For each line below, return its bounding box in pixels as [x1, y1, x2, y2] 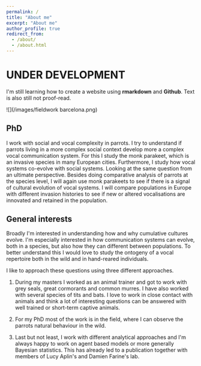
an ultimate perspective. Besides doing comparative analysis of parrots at [6, 171, 188, 178]
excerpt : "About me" [6, 20, 58, 26]
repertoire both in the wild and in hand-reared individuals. [6, 256, 149, 263]
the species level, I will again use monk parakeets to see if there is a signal [6, 178, 190, 185]
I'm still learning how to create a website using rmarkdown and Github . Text [6, 88, 195, 95]
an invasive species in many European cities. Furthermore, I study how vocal [6, 158, 196, 166]
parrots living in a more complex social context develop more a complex [6, 145, 184, 153]
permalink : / [6, 8, 39, 15]
